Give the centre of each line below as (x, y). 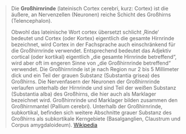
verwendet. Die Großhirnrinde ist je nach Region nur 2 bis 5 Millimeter (95, 69)
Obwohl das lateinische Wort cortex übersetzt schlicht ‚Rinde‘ (85, 32)
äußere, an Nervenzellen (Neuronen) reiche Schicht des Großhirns (91, 15)
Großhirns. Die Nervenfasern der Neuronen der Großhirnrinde (85, 82)
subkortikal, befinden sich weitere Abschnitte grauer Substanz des (91, 112)
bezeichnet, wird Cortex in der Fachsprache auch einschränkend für (93, 44)
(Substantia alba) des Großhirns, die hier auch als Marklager (83, 94)
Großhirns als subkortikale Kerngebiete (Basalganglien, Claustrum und (96, 119)
